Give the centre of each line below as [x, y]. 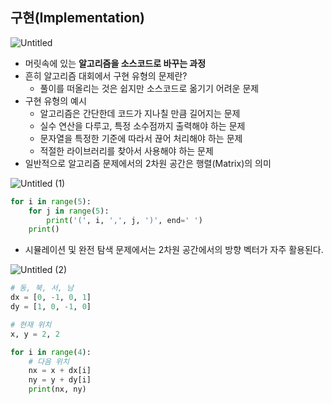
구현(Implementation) [78, 18]
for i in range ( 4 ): [51, 352]
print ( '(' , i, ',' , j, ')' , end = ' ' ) [124, 220]
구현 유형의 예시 [55, 100]
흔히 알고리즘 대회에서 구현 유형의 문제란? [106, 75]
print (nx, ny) [57, 389]
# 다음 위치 [49, 361]
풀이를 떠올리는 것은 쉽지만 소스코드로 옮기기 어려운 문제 [149, 88]
